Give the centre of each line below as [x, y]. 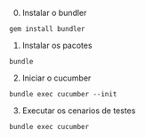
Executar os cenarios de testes [79, 111]
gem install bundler [48, 29]
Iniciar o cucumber [56, 78]
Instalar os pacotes [57, 45]
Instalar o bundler [54, 13]
